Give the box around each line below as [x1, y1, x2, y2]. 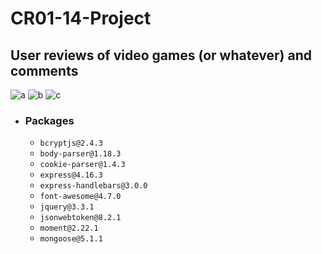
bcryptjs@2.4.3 [39, 138, 103, 149]
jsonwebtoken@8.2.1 [39, 213, 122, 223]
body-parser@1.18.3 [39, 149, 122, 159]
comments [10, 62, 79, 79]
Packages [24, 113, 75, 127]
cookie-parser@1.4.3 [39, 160, 126, 170]
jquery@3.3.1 [39, 202, 95, 212]
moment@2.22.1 [39, 223, 99, 234]
